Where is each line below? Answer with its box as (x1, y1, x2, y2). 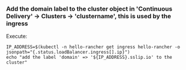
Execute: (6, 33, 28, 40)
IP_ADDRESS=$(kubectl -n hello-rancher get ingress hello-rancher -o (6, 44, 181, 50)
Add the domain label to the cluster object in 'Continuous (6, 5, 172, 13)
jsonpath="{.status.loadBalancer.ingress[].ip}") (6, 49, 131, 55)
